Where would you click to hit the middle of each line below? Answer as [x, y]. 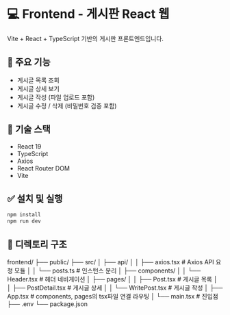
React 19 [29, 146]
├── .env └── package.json [47, 304]
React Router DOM [43, 168]
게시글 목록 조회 [38, 80]
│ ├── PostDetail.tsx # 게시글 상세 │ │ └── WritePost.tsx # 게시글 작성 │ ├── [115, 288]
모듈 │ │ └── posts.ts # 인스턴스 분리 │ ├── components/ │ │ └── [107, 270]
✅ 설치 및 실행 [35, 198]
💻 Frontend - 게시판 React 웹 [88, 14]
